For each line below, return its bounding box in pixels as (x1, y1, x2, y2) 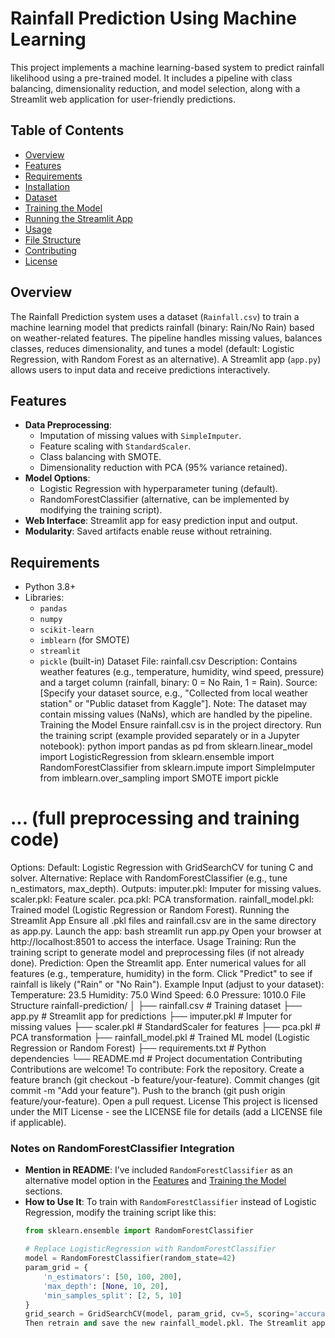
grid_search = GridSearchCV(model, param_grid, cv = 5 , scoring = (24, 1309, 295, 1319)
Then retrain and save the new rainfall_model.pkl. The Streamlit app (24, 1318, 326, 1329)
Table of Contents (10, 122, 125, 139)
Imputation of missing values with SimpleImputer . (39, 430, 242, 442)
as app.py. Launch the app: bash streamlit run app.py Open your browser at (10, 925, 322, 937)
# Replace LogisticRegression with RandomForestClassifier (24, 1244, 277, 1254)
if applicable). (10, 1117, 67, 1129)
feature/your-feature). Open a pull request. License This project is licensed (10, 1095, 318, 1107)
